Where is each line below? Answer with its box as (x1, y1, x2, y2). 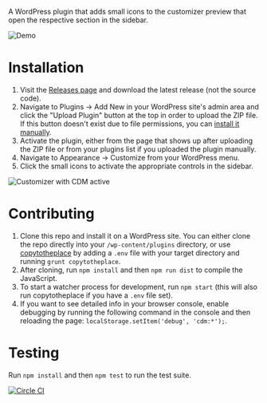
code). (19, 93, 41, 103)
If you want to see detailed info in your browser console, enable (19, 298, 230, 308)
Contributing (8, 205, 95, 223)
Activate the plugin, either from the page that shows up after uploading (19, 136, 253, 145)
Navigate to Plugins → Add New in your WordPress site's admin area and (19, 101, 259, 111)
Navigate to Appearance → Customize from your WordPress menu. (19, 152, 241, 162)
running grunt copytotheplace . (19, 256, 121, 266)
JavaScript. (19, 273, 58, 282)
